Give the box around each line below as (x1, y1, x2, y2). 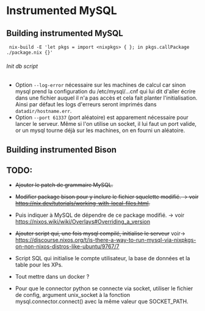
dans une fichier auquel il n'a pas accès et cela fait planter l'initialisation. (15, 94, 198, 101)
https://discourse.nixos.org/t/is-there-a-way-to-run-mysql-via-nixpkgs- (15, 236, 196, 244)
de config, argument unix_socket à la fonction (15, 291, 131, 299)
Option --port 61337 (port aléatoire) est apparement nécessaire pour (15, 114, 189, 121)
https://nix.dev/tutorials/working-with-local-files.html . (15, 200, 151, 207)
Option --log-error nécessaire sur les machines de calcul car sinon (15, 81, 186, 89)
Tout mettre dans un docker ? (15, 273, 90, 280)
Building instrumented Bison (6, 144, 117, 155)
